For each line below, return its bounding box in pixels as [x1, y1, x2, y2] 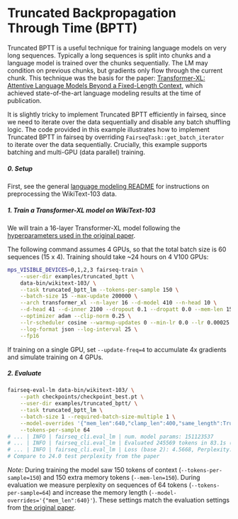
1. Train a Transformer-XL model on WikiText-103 [7, 206, 156, 214]
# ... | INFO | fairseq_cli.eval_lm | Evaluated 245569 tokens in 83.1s [7, 439, 227, 447]
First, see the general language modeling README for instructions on [7, 182, 210, 190]
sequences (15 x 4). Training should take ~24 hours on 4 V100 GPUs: [7, 252, 209, 261]
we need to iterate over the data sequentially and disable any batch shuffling [7, 117, 231, 126]
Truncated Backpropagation [7, 5, 176, 21]
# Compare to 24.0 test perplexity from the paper [7, 453, 160, 460]
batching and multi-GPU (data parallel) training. [7, 148, 145, 156]
